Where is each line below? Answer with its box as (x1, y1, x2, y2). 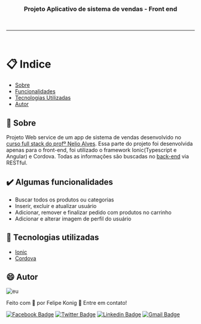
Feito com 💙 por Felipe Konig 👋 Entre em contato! (6, 299, 127, 307)
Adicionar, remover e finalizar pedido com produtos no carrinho (14, 209, 172, 216)
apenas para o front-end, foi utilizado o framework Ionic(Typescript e (6, 146, 177, 154)
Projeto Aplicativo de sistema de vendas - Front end (23, 5, 178, 13)
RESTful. (6, 159, 28, 166)
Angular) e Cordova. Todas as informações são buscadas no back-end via (6, 153, 190, 160)
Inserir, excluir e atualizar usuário (14, 202, 97, 209)
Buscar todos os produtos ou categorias (14, 196, 114, 203)
